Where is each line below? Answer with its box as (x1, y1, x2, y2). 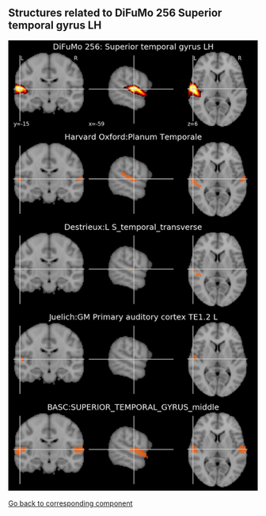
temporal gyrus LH (8, 19, 102, 32)
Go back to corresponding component (8, 499, 133, 508)
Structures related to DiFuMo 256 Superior (8, 6, 222, 20)
